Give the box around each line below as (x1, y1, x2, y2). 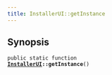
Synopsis (7, 36, 49, 48)
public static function (7, 55, 77, 62)
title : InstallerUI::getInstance (7, 10, 106, 18)
